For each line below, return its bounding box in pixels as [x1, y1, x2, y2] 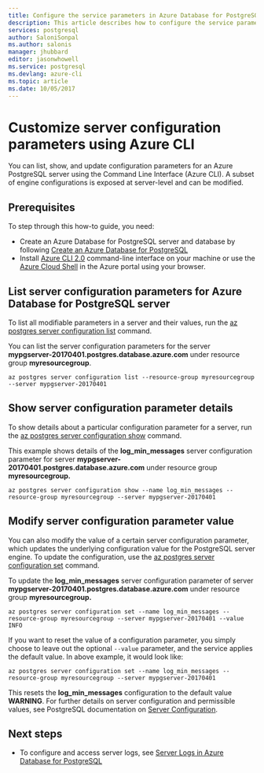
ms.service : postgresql [8, 63, 86, 71]
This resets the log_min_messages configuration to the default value [8, 687, 233, 697]
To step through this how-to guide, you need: [8, 222, 155, 231]
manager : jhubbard [8, 48, 68, 56]
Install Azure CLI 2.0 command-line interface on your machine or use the [19, 253, 255, 263]
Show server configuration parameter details [8, 402, 233, 415]
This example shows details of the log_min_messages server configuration [8, 446, 253, 455]
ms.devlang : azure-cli [8, 70, 82, 78]
